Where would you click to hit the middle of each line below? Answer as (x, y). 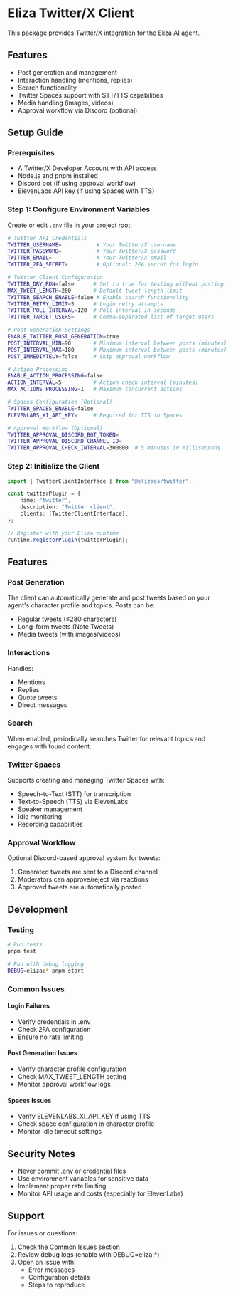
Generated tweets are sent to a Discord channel (88, 872)
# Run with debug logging (45, 964)
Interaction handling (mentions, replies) (75, 80)
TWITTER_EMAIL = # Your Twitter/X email (87, 258)
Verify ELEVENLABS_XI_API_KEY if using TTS (84, 1117)
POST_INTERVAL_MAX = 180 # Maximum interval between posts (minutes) (117, 350)
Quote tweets (37, 697)
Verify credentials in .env (54, 1021)
